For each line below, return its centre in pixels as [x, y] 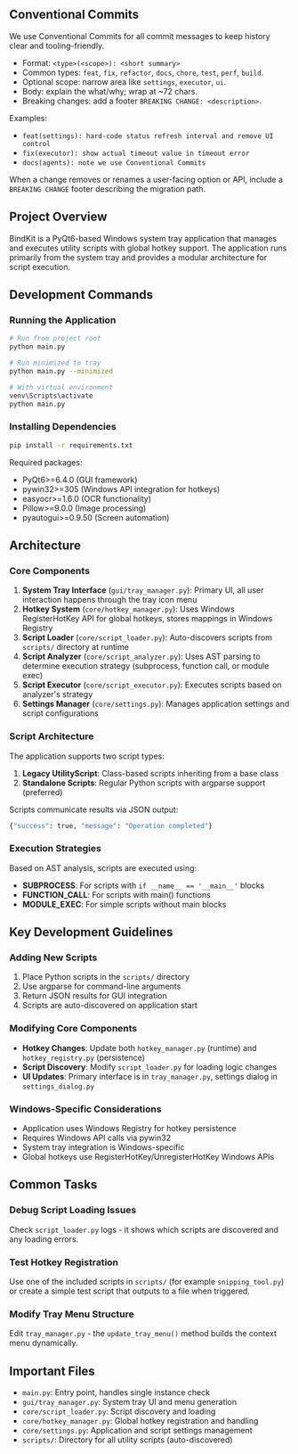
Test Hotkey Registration [64, 1262]
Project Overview [58, 217]
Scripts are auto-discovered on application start [110, 1006]
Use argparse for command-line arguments [101, 986]
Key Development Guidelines [91, 932]
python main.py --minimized [61, 371]
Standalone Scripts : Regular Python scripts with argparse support [144, 783]
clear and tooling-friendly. [57, 45]
